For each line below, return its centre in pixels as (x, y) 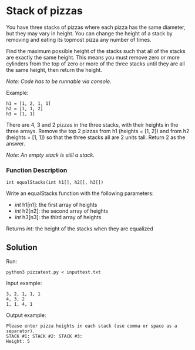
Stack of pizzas (45, 11)
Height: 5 (18, 342)
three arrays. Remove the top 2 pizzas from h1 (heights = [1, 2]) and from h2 (98, 131)
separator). (21, 331)
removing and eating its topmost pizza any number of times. (79, 39)
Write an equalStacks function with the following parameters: (80, 193)
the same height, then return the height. (54, 70)
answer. (16, 143)
